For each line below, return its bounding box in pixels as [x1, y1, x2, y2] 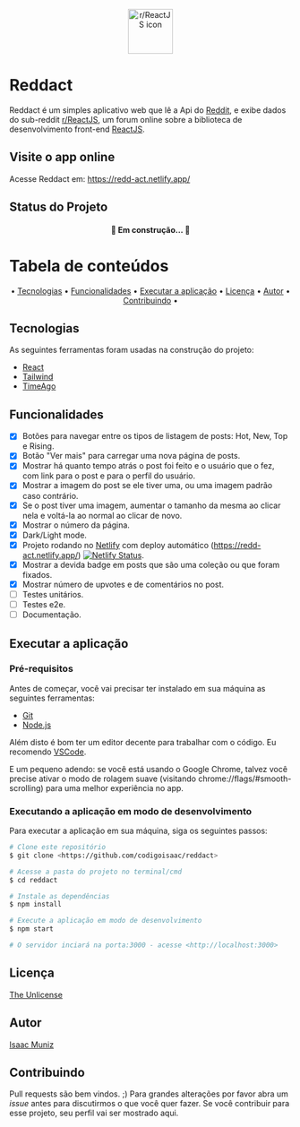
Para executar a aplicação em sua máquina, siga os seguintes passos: [9, 825, 268, 837]
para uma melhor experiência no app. [45, 782, 184, 793]
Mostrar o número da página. [21, 520, 130, 530]
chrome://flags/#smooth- [198, 773, 292, 784]
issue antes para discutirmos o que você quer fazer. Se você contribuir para [9, 1098, 290, 1109]
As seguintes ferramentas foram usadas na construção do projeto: [9, 345, 254, 356]
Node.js [21, 719, 52, 730]
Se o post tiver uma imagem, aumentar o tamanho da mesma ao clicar [21, 500, 281, 511]
